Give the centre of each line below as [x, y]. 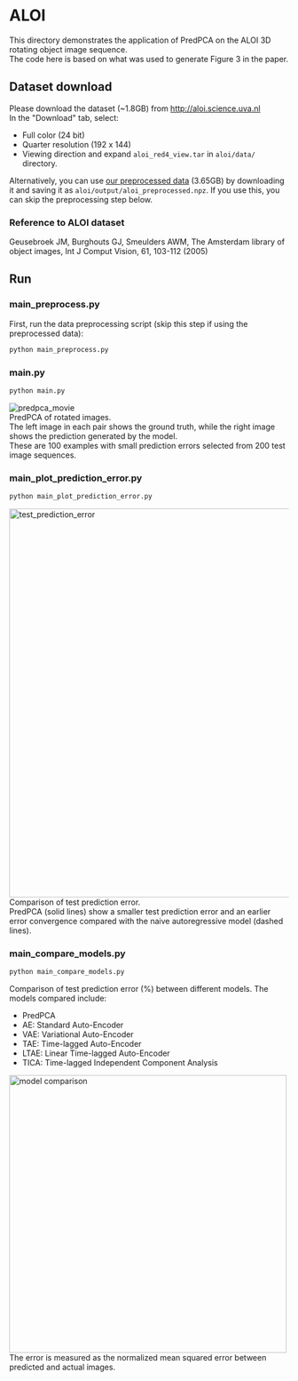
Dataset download [61, 87]
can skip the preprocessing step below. [81, 199]
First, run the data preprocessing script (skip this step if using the [129, 323]
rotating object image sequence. [68, 49]
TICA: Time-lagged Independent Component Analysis [120, 1063]
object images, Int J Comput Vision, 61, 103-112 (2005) [109, 251]
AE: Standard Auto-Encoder [73, 1025]
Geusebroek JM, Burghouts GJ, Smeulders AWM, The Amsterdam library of [147, 242]
